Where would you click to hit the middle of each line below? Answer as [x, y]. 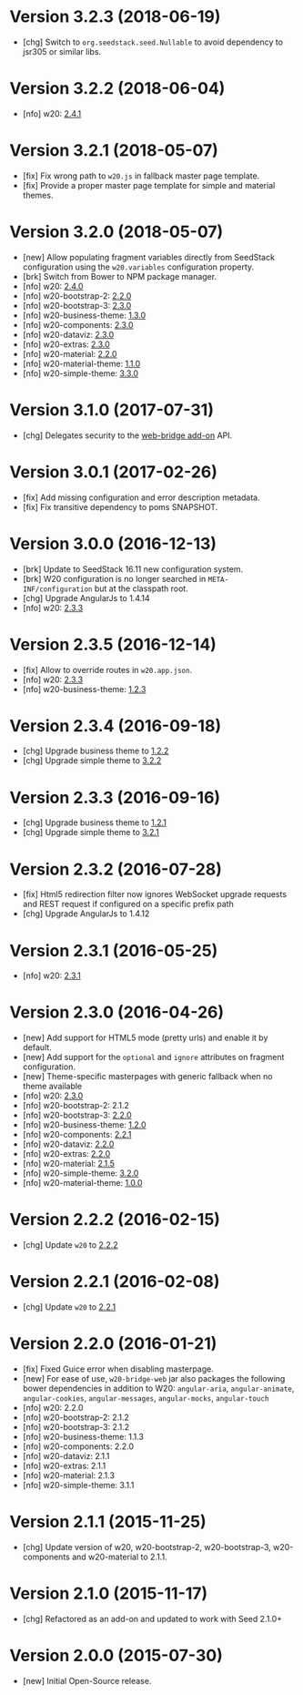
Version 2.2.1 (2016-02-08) [115, 1282]
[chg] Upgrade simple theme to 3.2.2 [92, 761]
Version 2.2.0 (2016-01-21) [113, 1344]
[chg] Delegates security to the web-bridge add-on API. [127, 435]
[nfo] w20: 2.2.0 [53, 1408]
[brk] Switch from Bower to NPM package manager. [119, 276]
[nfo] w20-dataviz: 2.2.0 [68, 1144]
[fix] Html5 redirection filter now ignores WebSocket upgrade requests [155, 894]
